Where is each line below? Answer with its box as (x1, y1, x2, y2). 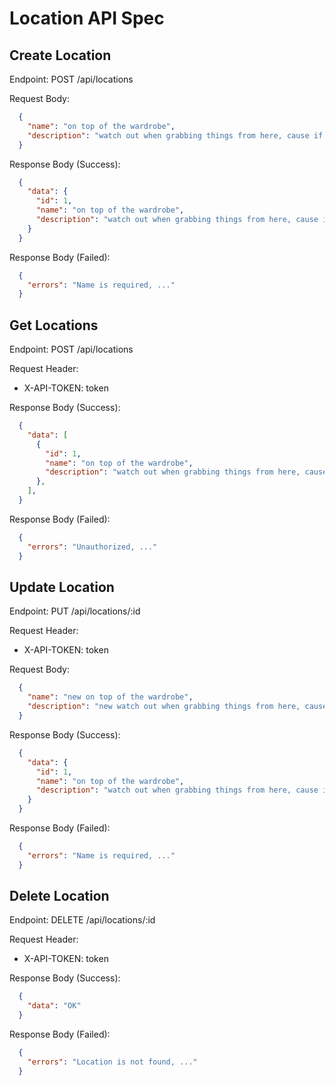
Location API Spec (9, 7, 165, 30)
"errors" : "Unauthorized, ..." (27, 542, 158, 552)
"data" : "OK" (27, 1001, 82, 1011)
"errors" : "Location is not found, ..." (27, 1057, 198, 1067)
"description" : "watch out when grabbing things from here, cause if (27, 130, 324, 141)
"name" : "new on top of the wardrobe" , (27, 692, 194, 702)
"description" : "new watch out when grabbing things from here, (27, 702, 301, 712)
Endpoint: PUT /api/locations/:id (9, 605, 141, 617)
